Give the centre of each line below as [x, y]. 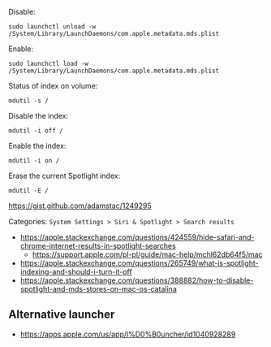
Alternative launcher [62, 315]
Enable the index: [37, 146]
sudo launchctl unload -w [52, 27]
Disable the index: [39, 116]
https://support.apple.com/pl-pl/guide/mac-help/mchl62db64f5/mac [147, 254]
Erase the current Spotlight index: [65, 176]
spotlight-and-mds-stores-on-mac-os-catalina [98, 289]
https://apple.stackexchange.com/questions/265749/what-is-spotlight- [140, 263]
